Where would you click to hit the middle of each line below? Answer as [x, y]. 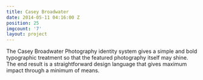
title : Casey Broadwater [38, 12]
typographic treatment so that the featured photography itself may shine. [97, 58]
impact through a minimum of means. [53, 70]
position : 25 [23, 23]
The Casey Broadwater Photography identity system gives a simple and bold [102, 51]
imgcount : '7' [24, 29]
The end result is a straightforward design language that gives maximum [97, 64]
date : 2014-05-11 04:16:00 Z [43, 17]
